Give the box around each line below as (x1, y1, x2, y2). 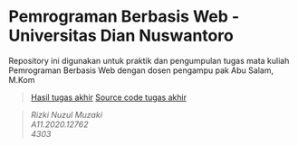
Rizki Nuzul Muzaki (30, 109, 103, 120)
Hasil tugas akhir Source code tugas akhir (30, 92, 187, 103)
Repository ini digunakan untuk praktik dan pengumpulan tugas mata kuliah (8, 55, 290, 66)
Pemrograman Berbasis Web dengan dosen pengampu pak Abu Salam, (8, 65, 274, 76)
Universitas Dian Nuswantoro (8, 25, 235, 46)
